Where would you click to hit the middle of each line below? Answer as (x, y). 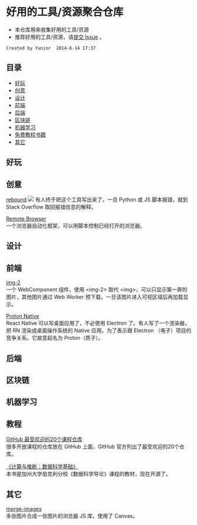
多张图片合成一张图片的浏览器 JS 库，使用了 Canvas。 (72, 516)
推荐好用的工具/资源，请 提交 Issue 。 (59, 37)
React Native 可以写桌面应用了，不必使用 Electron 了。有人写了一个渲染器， (98, 323)
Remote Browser (26, 218)
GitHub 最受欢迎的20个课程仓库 (44, 439)
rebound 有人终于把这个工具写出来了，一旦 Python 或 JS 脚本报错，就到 (97, 199)
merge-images (24, 508)
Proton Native (23, 316)
